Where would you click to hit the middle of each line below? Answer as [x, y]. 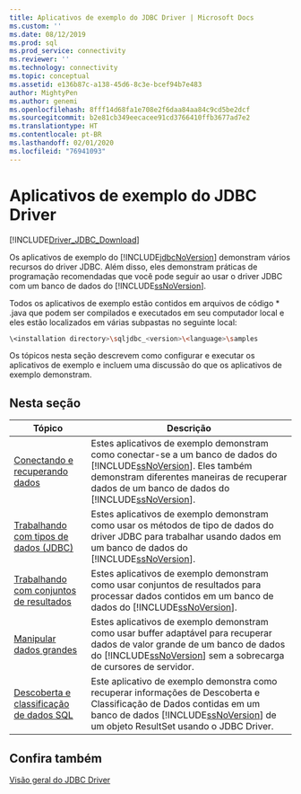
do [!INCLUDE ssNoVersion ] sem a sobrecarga [188, 656]
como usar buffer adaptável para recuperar [182, 633]
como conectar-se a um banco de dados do [184, 454]
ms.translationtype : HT [54, 127]
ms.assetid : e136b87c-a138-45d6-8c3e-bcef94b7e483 [106, 84]
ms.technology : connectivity [64, 68]
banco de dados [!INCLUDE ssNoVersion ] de [184, 715]
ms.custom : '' [36, 26]
